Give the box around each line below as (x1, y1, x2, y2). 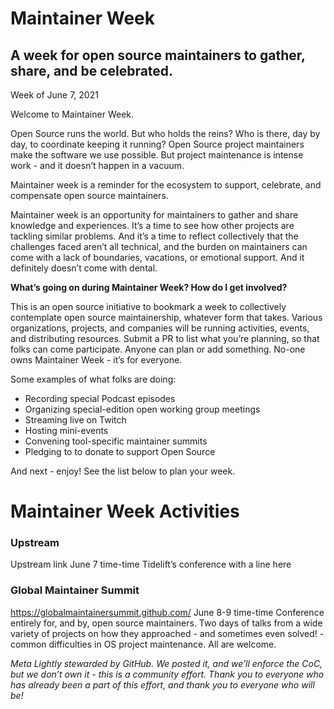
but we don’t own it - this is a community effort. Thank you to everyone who (10, 668, 325, 680)
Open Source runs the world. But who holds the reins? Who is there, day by (10, 128, 321, 139)
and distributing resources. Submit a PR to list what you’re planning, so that (10, 333, 320, 344)
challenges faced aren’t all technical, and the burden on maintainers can (10, 241, 308, 252)
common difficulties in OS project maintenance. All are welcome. (10, 638, 277, 650)
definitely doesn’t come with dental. (10, 262, 158, 274)
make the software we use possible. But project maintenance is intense (10, 149, 304, 161)
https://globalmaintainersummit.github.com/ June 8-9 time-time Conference (10, 606, 325, 618)
